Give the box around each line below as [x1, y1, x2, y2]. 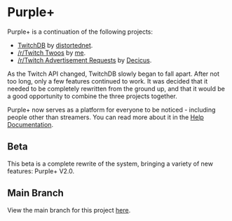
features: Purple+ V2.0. [7, 166, 75, 175]
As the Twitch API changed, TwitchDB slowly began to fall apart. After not [7, 69, 219, 78]
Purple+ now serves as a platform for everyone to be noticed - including [7, 105, 216, 114]
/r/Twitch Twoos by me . [17, 48, 86, 57]
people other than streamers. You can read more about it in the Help [7, 113, 205, 121]
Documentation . [7, 120, 54, 128]
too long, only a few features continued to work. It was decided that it [7, 76, 208, 85]
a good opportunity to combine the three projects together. [7, 92, 177, 100]
